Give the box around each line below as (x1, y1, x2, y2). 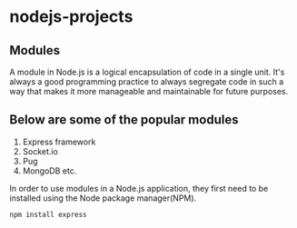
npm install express (9, 210, 88, 219)
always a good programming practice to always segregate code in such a (9, 76, 284, 87)
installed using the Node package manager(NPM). (9, 193, 197, 203)
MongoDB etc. (22, 165, 77, 176)
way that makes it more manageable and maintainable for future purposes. (9, 86, 289, 96)
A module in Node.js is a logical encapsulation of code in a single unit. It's (9, 66, 285, 77)
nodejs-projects (9, 6, 134, 27)
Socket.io (22, 145, 59, 156)
